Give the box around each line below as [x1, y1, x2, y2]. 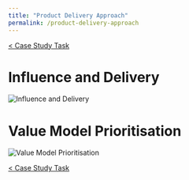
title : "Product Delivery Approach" [8, 11, 128, 20]
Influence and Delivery [8, 68, 160, 86]
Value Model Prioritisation [8, 122, 182, 140]
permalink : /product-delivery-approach [8, 19, 139, 27]
